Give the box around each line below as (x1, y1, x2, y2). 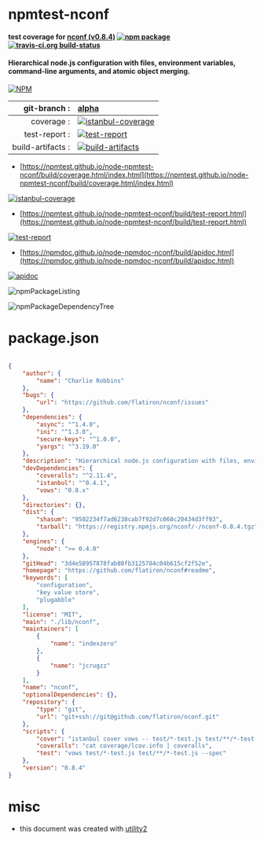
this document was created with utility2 (19, 824, 148, 833)
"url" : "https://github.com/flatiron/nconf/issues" (36, 398, 210, 406)
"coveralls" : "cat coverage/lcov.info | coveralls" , (36, 742, 213, 750)
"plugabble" (36, 596, 76, 604)
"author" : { (22, 369, 61, 377)
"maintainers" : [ (22, 625, 79, 634)
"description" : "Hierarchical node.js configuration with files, (22, 457, 241, 465)
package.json (8, 329, 100, 347)
